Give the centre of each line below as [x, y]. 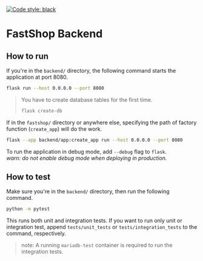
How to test [28, 177]
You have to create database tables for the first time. [87, 99]
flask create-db [42, 111]
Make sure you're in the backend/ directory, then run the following [88, 191]
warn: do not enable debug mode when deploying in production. [87, 158]
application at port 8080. [37, 77]
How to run [28, 56]
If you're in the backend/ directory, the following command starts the [91, 71]
